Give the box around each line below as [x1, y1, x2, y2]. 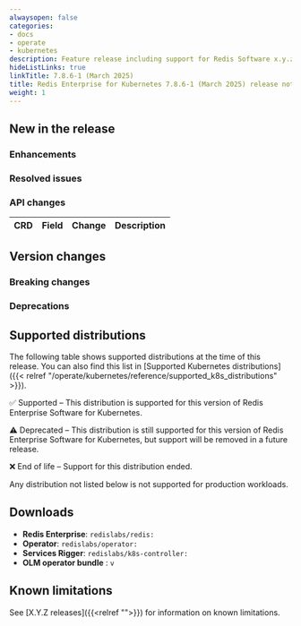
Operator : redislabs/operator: [21, 538, 138, 549]
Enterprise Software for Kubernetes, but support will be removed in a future [9, 434, 288, 445]
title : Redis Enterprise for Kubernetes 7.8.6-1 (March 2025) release [9, 80, 279, 89]
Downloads [9, 505, 74, 520]
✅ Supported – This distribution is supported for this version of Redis [9, 398, 264, 408]
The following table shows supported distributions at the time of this [9, 351, 262, 363]
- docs [9, 30, 34, 39]
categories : [9, 21, 54, 30]
